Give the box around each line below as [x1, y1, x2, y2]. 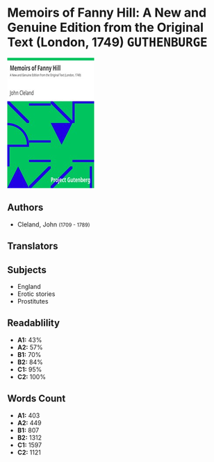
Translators [7, 240, 58, 252]
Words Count [7, 393, 66, 404]
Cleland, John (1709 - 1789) [17, 220, 90, 229]
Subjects [7, 264, 47, 276]
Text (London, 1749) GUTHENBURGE [7, 35, 208, 50]
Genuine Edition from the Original [7, 19, 204, 35]
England [17, 282, 42, 290]
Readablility [7, 317, 60, 329]
